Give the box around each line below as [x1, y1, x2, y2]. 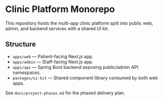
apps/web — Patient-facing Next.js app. [12, 53, 93, 59]
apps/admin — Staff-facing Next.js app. [12, 59, 93, 65]
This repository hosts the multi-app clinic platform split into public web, [5, 20, 153, 26]
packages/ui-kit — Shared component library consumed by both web [12, 74, 158, 81]
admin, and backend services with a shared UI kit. [5, 25, 110, 31]
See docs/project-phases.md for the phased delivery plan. [5, 89, 125, 96]
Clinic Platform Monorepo [5, 4, 115, 15]
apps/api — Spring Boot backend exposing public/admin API [12, 64, 139, 70]
